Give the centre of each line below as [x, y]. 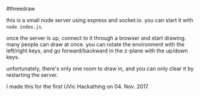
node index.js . [25, 27]
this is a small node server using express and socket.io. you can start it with [100, 20]
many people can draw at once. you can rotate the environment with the [95, 44]
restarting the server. [32, 75]
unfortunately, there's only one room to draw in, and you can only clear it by [100, 69]
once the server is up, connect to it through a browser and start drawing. [96, 38]
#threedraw [21, 9]
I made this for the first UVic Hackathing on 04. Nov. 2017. [78, 86]
